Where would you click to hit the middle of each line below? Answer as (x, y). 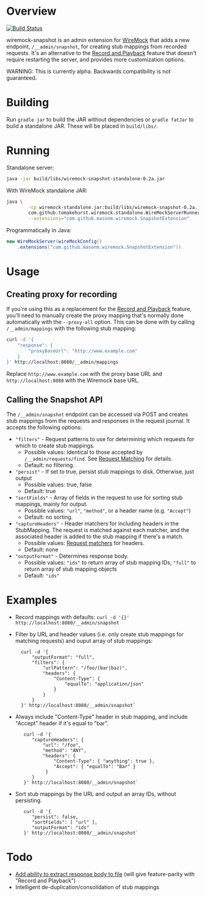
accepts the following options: (44, 427)
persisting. (28, 800)
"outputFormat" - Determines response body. (72, 556)
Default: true (40, 491)
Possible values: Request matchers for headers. (84, 543)
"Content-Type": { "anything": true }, (104, 761)
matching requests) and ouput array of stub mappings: (84, 641)
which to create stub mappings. (55, 446)
